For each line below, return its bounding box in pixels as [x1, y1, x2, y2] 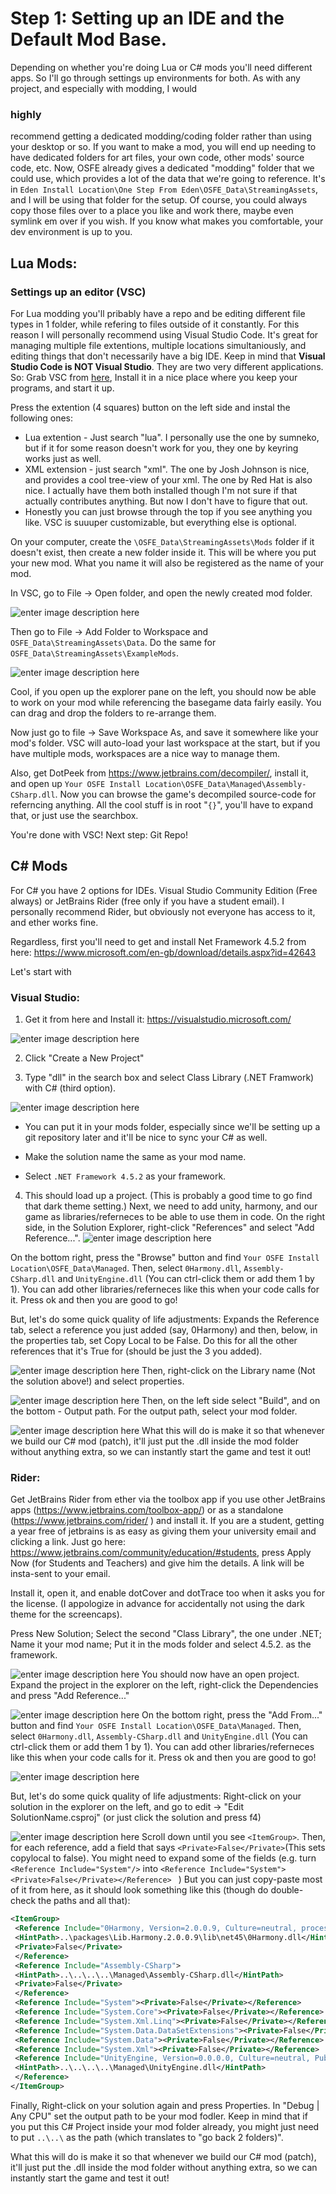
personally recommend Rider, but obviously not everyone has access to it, [10, 905, 316, 917]
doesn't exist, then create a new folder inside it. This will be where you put [10, 546, 317, 558]
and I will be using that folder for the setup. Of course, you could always [10, 194, 308, 206]
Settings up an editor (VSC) [10, 285, 147, 299]
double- [270, 1884, 304, 1896]
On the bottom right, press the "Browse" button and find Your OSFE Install [10, 1252, 320, 1264]
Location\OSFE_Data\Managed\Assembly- [144, 779, 307, 789]
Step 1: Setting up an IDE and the [10, 7, 285, 30]
